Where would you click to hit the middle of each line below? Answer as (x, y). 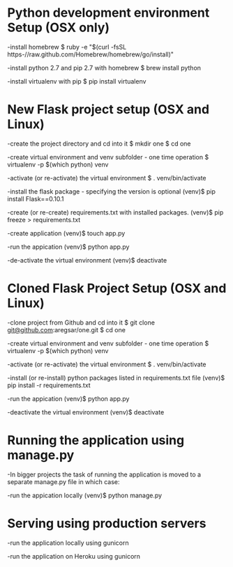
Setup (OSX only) (59, 28)
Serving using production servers (107, 523)
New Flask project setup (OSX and (108, 110)
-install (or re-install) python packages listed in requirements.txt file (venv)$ (116, 378)
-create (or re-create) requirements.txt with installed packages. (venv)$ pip (115, 212)
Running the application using (96, 440)
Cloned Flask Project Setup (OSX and (117, 289)
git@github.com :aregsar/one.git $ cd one (66, 329)
